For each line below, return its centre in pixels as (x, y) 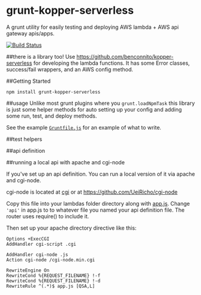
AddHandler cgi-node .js (37, 255)
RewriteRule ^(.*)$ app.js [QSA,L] (51, 286)
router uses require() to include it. (48, 216)
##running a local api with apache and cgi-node (65, 162)
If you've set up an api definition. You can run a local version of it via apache (100, 174)
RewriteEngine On (28, 270)
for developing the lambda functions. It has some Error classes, (112, 63)
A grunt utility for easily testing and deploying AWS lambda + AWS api (92, 27)
